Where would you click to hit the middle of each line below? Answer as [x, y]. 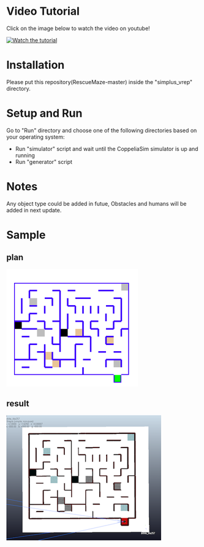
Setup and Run [44, 113]
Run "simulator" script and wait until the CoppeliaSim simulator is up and [107, 149]
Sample [26, 235]
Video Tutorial [43, 11]
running [25, 155]
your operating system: [36, 137]
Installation [36, 65]
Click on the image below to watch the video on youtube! [78, 28]
